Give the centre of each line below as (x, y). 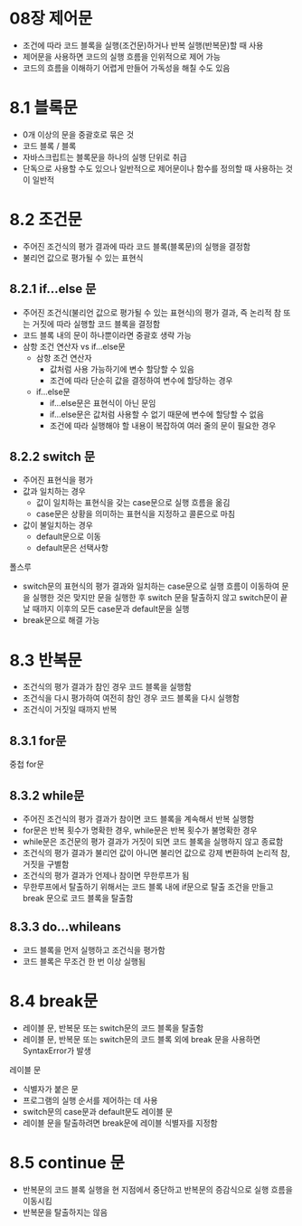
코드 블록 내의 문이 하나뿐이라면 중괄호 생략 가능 (107, 335)
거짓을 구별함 (46, 864)
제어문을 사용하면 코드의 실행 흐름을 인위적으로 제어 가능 (122, 56)
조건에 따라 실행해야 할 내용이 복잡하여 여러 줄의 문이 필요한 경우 (163, 425)
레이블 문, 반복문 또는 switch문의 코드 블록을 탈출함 (113, 1028)
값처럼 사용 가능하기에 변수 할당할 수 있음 (122, 369)
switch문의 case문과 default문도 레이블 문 (98, 1111)
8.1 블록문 (44, 108)
